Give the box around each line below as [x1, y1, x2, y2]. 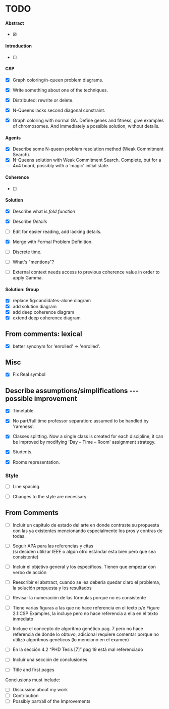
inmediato [12, 616, 34, 622]
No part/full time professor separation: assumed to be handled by [12, 418, 149, 424]
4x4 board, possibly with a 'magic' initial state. [12, 163, 109, 169]
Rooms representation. [12, 459, 60, 465]
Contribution [12, 692, 39, 698]
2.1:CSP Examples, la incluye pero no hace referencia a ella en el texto [12, 610, 158, 617]
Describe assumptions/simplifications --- [5, 386, 139, 395]
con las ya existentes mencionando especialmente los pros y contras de [12, 528, 163, 534]
